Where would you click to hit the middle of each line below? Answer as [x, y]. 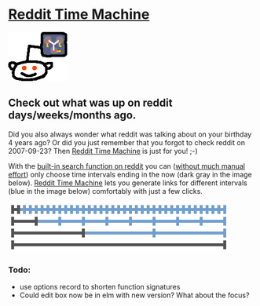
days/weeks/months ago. [72, 115]
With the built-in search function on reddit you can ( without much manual [127, 166]
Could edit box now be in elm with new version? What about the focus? [134, 295]
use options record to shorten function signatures [100, 287]
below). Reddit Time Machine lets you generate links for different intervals [128, 183]
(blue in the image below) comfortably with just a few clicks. [105, 191]
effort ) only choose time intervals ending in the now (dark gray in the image [130, 174]
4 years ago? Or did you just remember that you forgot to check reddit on [127, 142]
